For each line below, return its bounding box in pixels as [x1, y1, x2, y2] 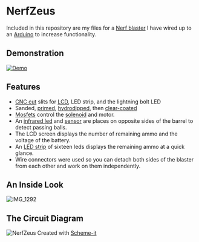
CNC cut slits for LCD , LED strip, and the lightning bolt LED [15, 98, 161, 105]
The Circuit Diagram [6, 213, 83, 223]
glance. [15, 149, 34, 157]
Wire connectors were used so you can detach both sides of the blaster [15, 155, 194, 163]
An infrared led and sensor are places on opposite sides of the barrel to [15, 117, 194, 125]
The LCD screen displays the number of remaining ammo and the [15, 130, 178, 137]
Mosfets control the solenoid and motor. [15, 111, 115, 118]
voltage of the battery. [15, 136, 71, 143]
